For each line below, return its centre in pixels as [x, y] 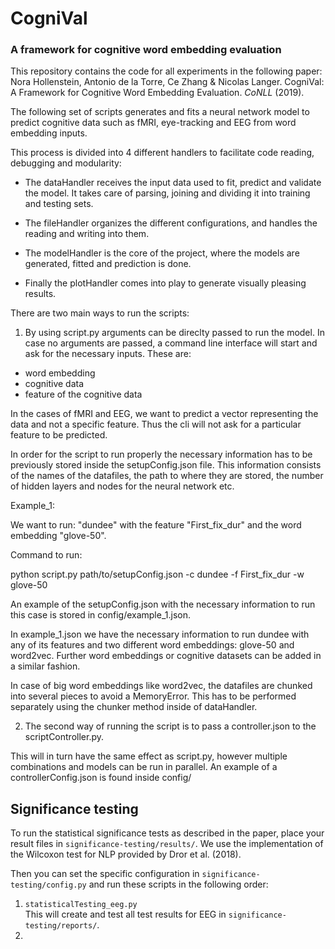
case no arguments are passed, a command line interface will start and [171, 343]
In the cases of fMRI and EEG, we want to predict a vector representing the [164, 414]
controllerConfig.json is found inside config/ [101, 778]
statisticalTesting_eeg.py [81, 905]
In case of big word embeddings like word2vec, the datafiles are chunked [161, 686]
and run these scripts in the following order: [178, 884]
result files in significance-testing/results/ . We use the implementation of [167, 844]
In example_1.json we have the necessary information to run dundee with [160, 634]
